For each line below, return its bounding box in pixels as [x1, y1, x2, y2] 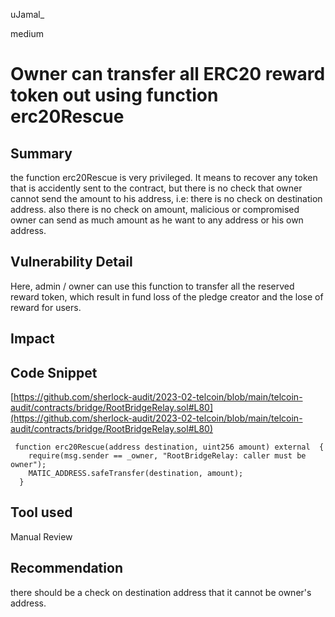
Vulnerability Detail [10, 254, 133, 271]
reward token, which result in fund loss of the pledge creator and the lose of [10, 290, 324, 303]
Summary [10, 145, 73, 162]
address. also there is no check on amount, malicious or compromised [10, 204, 300, 215]
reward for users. [10, 301, 82, 313]
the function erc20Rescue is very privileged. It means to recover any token [10, 172, 318, 183]
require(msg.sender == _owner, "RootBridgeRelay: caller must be [28, 451, 307, 461]
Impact [10, 330, 55, 348]
